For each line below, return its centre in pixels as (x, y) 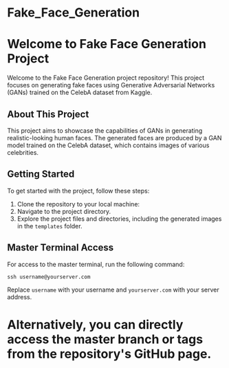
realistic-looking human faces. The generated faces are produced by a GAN (115, 138)
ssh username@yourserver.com (49, 277)
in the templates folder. (50, 226)
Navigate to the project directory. (64, 211)
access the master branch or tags (105, 339)
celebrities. (23, 152)
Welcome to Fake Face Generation (107, 44)
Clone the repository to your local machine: (78, 204)
